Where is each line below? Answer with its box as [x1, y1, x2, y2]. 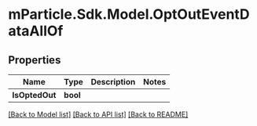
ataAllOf [8, 22, 64, 40]
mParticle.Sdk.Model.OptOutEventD [8, 5, 250, 23]
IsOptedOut [12, 90, 57, 100]
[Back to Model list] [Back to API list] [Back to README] [8, 110, 189, 119]
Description [90, 77, 136, 87]
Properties [8, 53, 61, 67]
